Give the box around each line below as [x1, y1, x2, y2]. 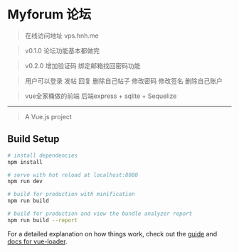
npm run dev [7, 178, 43, 185]
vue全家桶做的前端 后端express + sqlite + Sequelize [24, 92, 177, 100]
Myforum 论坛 [7, 6, 92, 23]
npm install [7, 158, 43, 165]
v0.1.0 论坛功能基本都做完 [24, 46, 100, 55]
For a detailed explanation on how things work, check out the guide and [7, 229, 218, 238]
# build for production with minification [7, 191, 135, 198]
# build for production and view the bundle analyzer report [7, 210, 193, 217]
